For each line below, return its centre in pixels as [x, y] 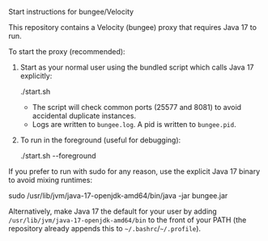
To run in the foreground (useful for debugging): [100, 140]
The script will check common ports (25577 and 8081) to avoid [136, 107]
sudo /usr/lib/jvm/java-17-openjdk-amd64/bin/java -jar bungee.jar [118, 196]
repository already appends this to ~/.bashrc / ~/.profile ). [104, 228]
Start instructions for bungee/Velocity [71, 12]
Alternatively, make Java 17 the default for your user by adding [113, 211]
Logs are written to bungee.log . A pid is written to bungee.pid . [134, 124]
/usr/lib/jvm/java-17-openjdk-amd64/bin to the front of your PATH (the [128, 220]
